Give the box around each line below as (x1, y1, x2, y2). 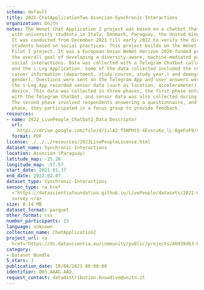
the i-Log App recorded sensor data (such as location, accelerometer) (12, 83, 197, 89)
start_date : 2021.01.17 (6, 167, 67, 173)
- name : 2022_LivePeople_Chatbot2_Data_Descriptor (6, 116, 137, 122)
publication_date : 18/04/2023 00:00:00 (6, 263, 107, 269)
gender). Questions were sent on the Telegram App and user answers (12, 77, 189, 83)
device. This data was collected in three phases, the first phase (12, 88, 186, 94)
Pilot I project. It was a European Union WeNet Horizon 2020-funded (12, 49, 191, 55)
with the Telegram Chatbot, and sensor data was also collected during (12, 94, 197, 100)
